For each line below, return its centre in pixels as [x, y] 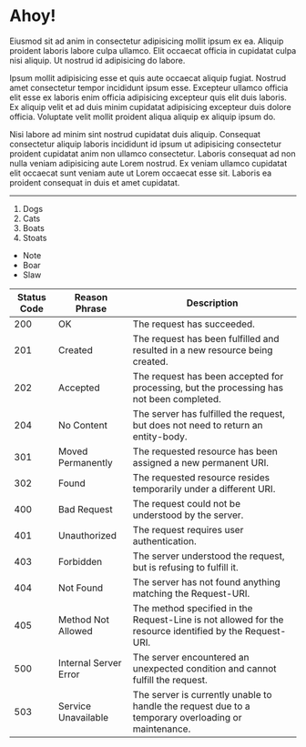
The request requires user [188, 530]
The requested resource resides [201, 477]
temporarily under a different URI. [204, 489]
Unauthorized [87, 535]
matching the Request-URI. [191, 593]
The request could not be [187, 503]
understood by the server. [188, 515]
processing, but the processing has [208, 388]
